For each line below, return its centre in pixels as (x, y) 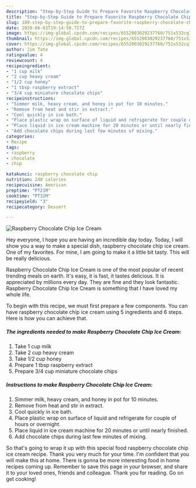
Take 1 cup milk (33, 347)
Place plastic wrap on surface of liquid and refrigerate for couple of (95, 418)
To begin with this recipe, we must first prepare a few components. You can (97, 306)
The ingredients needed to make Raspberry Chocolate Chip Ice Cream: (94, 331)
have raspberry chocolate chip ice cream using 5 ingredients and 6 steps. (95, 312)
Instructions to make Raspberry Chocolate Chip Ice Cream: (79, 385)
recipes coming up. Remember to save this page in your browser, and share (97, 467)
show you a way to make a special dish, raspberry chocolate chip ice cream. (98, 246)
